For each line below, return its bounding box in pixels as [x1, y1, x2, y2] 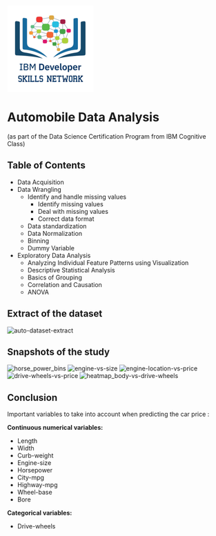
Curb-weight [17, 451, 54, 460]
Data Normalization [27, 229, 83, 237]
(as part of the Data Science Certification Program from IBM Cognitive [7, 132, 206, 140]
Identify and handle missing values [27, 192, 126, 201]
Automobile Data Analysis [7, 110, 160, 126]
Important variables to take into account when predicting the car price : [7, 410, 210, 419]
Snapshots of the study [7, 346, 110, 357]
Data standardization [27, 221, 87, 230]
